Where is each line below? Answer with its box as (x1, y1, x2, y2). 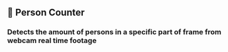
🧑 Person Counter (7, 7, 85, 18)
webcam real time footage (7, 36, 97, 45)
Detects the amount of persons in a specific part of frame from (7, 27, 222, 37)
